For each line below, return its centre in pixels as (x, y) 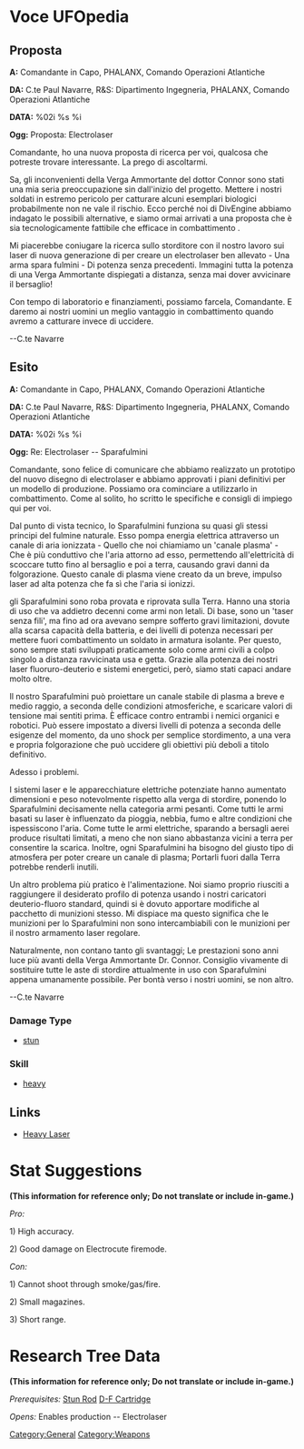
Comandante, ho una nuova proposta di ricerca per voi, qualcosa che (139, 152)
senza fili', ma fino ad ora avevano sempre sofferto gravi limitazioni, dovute (150, 620)
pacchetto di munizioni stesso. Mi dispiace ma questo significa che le (139, 913)
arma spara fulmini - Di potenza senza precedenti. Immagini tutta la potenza (152, 265)
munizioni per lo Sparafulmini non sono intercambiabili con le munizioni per (150, 923)
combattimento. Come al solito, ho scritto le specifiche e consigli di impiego (151, 498)
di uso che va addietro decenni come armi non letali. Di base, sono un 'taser (152, 610)
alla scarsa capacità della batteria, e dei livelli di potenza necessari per (142, 630)
